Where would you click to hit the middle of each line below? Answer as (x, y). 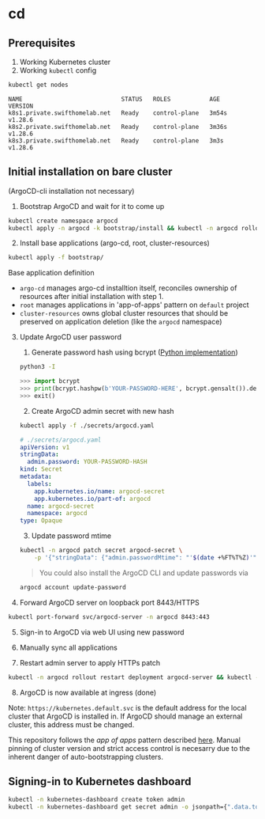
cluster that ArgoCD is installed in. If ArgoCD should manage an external (125, 716)
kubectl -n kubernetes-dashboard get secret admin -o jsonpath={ (118, 807)
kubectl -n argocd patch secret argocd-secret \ (101, 551)
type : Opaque (41, 521)
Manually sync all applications (69, 647)
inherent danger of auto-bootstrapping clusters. (86, 756)
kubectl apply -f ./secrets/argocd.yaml (87, 425)
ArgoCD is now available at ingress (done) (88, 692)
